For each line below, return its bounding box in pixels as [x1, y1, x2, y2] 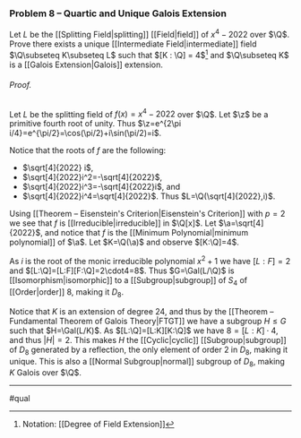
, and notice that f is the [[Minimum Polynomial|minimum [39, 228, 249, 238]
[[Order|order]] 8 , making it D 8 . [9, 286, 125, 299]
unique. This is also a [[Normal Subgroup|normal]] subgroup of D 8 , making [9, 356, 285, 369]
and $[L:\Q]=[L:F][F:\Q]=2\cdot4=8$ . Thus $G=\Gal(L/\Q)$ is [9, 265, 235, 276]
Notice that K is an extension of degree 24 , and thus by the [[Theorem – [9, 305, 275, 316]
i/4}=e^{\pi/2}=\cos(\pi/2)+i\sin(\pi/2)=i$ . [9, 128, 162, 139]
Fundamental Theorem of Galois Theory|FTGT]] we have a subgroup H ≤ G [9, 315, 287, 326]
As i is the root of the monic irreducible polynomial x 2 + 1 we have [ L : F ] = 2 [9, 254, 291, 267]
